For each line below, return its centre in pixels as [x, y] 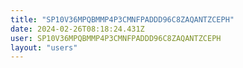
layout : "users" [44, 47]
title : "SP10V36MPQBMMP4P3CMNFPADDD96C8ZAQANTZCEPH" [122, 19]
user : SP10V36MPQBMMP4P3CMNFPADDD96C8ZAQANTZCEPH [116, 38]
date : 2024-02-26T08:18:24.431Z [77, 29]
